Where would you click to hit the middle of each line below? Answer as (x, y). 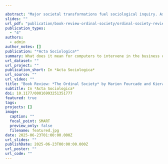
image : (12, 112)
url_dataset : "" (22, 60)
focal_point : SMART (30, 121)
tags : (11, 102)
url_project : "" (22, 65)
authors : (14, 37)
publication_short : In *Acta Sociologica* (50, 70)
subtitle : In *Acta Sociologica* (40, 88)
